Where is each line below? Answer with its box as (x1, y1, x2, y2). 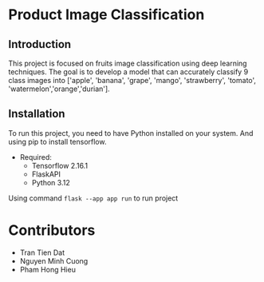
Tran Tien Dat (19, 248, 65, 257)
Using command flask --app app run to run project (8, 193, 179, 203)
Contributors (8, 221, 96, 239)
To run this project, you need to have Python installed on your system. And (8, 128, 254, 137)
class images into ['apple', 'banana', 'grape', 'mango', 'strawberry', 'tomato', (8, 76, 257, 85)
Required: (19, 152, 52, 161)
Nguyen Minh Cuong (19, 256, 89, 265)
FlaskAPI (31, 169, 61, 179)
